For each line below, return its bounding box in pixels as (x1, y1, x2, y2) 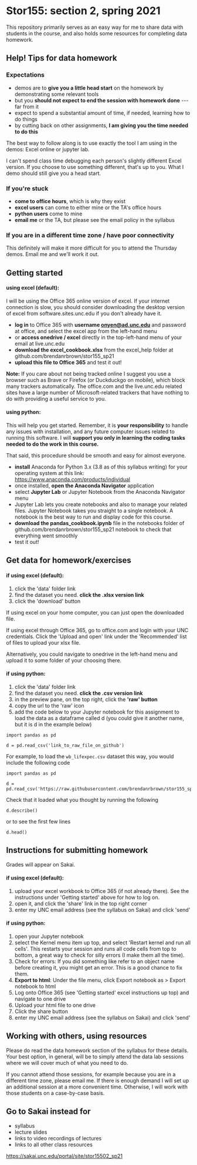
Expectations (6, 71, 45, 79)
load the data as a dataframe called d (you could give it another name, (14, 714, 185, 722)
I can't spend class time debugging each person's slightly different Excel (6, 157, 182, 164)
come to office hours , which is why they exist (14, 197, 126, 204)
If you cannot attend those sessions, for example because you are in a (6, 1070, 176, 1078)
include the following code (6, 759, 70, 766)
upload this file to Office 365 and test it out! (14, 359, 122, 366)
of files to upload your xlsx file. (6, 639, 81, 646)
